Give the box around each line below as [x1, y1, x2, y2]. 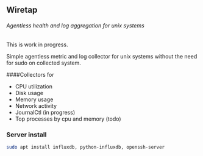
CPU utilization [15, 82, 53, 90]
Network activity [15, 102, 57, 109]
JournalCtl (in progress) [15, 108, 75, 116]
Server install [6, 130, 47, 139]
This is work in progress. [6, 41, 68, 48]
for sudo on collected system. [6, 59, 81, 66]
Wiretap [6, 5, 38, 15]
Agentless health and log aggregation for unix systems [6, 21, 144, 29]
